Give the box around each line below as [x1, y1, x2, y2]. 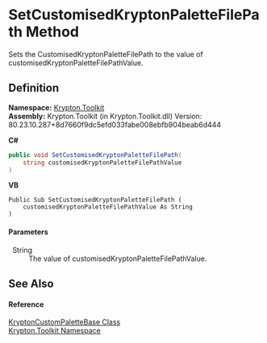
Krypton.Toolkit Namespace [8, 326, 101, 336]
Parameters [8, 227, 48, 237]
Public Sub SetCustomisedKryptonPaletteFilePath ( [8, 196, 182, 205]
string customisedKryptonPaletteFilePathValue [23, 159, 182, 167]
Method [25, 23, 79, 41]
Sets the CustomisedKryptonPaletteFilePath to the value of [8, 49, 203, 59]
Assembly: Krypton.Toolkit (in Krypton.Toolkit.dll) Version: [8, 111, 202, 121]
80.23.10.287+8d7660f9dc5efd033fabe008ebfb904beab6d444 [8, 119, 222, 130]
